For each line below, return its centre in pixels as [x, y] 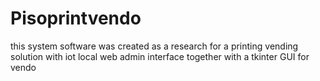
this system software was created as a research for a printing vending [154, 46]
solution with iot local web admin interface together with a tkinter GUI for [160, 56]
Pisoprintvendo [76, 18]
